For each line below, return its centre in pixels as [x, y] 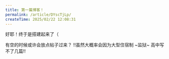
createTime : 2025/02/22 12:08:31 [41, 19]
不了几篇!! [16, 51]
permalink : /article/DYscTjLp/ [38, 15]
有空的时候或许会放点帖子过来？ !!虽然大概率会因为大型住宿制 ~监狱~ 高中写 [85, 45]
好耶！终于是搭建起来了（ [32, 34]
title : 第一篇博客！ [25, 10]
